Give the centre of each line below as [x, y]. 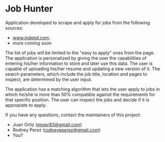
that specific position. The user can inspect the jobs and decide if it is [77, 100]
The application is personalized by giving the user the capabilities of [76, 58]
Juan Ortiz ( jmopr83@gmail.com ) [47, 124]
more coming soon [32, 43]
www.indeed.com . [31, 38]
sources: [14, 28]
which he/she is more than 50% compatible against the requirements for [80, 94]
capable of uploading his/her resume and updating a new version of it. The [82, 69]
